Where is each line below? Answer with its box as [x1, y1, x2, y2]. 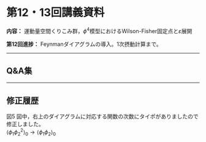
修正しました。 [6, 121, 44, 128]
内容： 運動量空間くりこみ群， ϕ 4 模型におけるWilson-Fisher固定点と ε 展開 [6, 26, 193, 34]
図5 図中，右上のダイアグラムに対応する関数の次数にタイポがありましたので [6, 113, 199, 120]
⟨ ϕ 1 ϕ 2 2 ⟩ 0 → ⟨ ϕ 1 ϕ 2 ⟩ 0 [6, 127, 56, 137]
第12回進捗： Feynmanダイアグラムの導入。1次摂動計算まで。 [6, 40, 159, 48]
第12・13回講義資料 [6, 6, 105, 20]
